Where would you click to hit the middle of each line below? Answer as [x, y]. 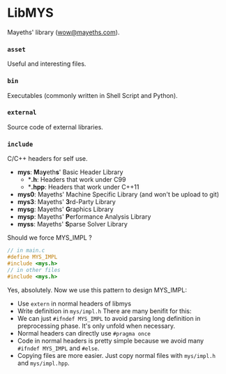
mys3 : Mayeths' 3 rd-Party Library [67, 202]
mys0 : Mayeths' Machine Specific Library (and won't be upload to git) [118, 194]
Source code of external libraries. [55, 127]
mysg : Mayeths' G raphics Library [65, 209]
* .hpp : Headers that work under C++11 [83, 187]
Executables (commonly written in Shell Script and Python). [92, 95]
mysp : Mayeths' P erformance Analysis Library [84, 217]
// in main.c [26, 251]
